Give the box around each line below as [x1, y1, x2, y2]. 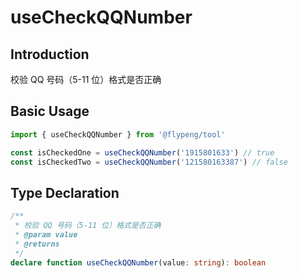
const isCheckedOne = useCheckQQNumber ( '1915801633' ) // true [10, 147, 275, 158]
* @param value [14, 230, 78, 240]
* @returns [14, 239, 60, 249]
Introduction [10, 46, 90, 63]
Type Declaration [10, 184, 120, 201]
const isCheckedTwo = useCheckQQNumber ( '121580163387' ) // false [10, 157, 288, 167]
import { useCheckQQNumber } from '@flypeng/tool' [10, 129, 226, 140]
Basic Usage [10, 103, 90, 120]
